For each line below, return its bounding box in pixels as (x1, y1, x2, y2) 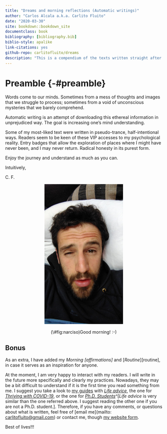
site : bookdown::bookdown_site (5, 24, 70, 29)
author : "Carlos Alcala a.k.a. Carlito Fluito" (5, 13, 106, 18)
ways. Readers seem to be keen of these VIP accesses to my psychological (5, 135, 161, 141)
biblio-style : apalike (5, 40, 52, 45)
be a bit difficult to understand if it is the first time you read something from (5, 383, 160, 389)
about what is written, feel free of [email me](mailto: (5, 409, 112, 415)
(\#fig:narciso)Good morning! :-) (50, 329, 117, 335)
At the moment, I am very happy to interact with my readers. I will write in (5, 372, 156, 378)
